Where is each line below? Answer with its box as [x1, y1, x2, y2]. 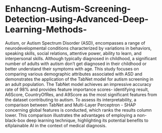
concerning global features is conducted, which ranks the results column [5, 107, 152, 113]
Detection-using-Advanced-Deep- [5, 14, 149, 25]
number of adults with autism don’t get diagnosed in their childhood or [5, 61, 147, 66]
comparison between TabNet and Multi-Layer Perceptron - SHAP [5, 102, 136, 108]
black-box [5, 117, 25, 123]
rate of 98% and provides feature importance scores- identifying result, [5, 86, 149, 92]
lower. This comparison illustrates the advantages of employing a [5, 112, 136, 118]
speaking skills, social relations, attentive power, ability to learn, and [5, 50, 142, 56]
